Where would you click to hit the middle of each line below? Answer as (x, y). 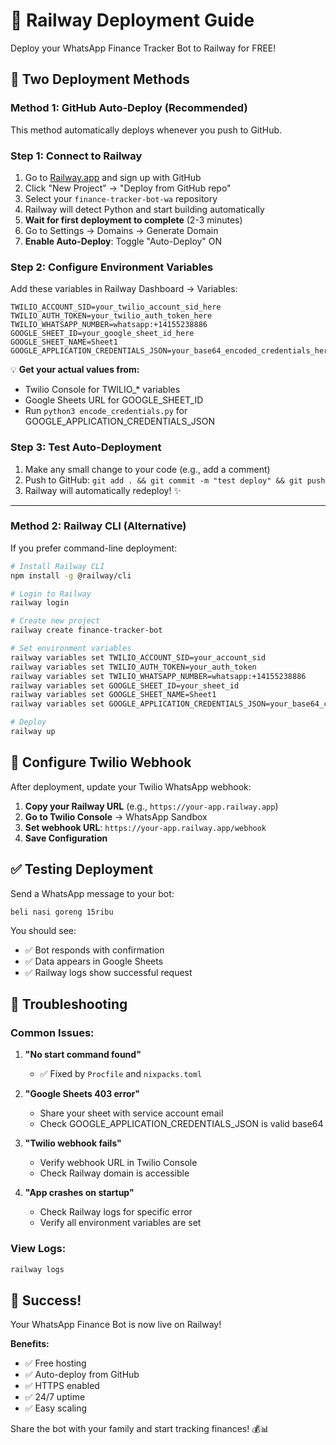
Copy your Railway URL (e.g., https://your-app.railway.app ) (151, 806)
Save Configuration (66, 838)
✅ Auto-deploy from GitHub (82, 1375)
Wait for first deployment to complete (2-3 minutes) (133, 220)
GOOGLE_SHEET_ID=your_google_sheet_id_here (102, 334)
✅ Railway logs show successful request (108, 972)
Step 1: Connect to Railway (76, 156)
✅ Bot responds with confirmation (94, 950)
